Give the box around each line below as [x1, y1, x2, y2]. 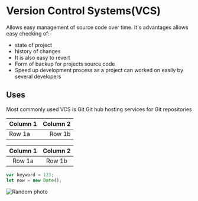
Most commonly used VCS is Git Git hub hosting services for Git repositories [6, 105, 192, 113]
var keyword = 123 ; [6, 171, 54, 178]
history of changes [14, 47, 61, 54]
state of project [14, 41, 52, 48]
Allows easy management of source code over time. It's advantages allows [6, 24, 189, 31]
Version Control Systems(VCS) [6, 4, 161, 18]
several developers [14, 73, 61, 80]
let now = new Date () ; [6, 177, 62, 183]
